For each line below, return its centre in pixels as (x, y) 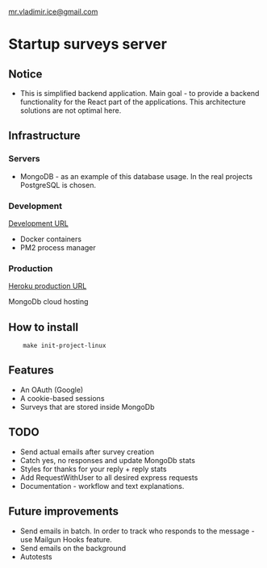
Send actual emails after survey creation (87, 452)
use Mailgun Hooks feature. (66, 539)
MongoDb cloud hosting (48, 302)
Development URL (38, 223)
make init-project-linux (65, 346)
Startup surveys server (88, 44)
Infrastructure (44, 136)
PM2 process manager (58, 247)
